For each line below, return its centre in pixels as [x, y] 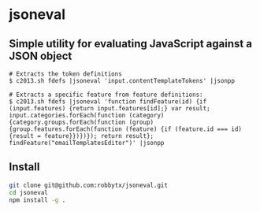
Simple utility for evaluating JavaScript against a [131, 44]
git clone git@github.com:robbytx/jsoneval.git [89, 185]
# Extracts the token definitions [66, 74]
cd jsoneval [28, 192]
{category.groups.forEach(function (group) [82, 122]
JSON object [41, 56]
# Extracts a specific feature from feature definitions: [106, 95]
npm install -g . [37, 200]
